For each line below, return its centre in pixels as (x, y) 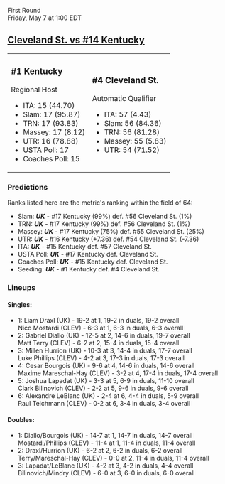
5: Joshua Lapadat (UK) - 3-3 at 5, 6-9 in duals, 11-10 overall (106, 381)
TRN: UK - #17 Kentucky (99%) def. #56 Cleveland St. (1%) (104, 224)
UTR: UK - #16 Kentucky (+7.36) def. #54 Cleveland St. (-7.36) (108, 239)
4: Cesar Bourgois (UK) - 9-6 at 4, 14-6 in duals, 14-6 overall (106, 366)
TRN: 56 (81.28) (132, 132)
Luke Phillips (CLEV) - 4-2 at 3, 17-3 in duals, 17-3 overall (101, 358)
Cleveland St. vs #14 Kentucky (76, 40)
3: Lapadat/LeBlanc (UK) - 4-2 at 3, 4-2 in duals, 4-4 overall (105, 466)
